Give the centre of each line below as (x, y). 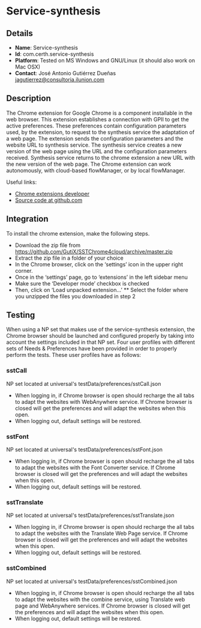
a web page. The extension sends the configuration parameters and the (95, 138)
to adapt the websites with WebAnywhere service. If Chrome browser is (103, 401)
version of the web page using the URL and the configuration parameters (97, 151)
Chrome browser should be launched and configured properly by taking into (100, 336)
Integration (28, 219)
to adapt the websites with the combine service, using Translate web (100, 599)
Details (19, 33)
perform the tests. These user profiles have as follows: (74, 355)
